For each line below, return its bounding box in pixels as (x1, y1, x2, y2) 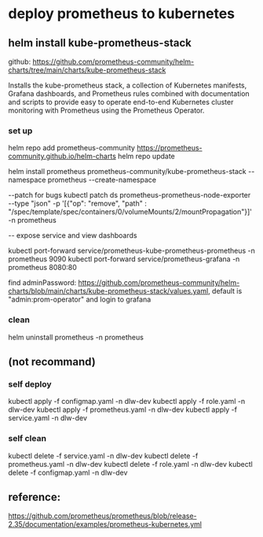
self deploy (8, 379, 53, 390)
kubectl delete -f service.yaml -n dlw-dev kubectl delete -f (8, 450, 199, 461)
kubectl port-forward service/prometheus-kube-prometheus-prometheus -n (8, 246, 255, 256)
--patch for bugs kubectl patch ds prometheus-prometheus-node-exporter (8, 191, 251, 200)
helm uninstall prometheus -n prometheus (8, 332, 144, 342)
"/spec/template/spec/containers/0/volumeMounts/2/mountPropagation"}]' (8, 207, 253, 217)
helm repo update (117, 151, 175, 161)
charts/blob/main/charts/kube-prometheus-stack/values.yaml (8, 287, 209, 296)
